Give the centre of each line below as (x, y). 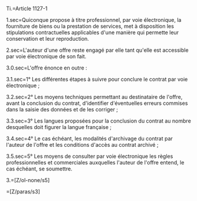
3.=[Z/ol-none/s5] (28, 180)
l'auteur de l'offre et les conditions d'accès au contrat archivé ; (82, 145)
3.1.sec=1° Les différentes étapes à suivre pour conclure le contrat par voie (97, 79)
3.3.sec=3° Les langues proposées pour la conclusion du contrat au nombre (99, 121)
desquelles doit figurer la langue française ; (59, 127)
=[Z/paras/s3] (23, 192)
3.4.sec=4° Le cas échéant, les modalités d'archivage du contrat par (89, 139)
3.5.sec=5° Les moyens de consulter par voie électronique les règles (90, 156)
